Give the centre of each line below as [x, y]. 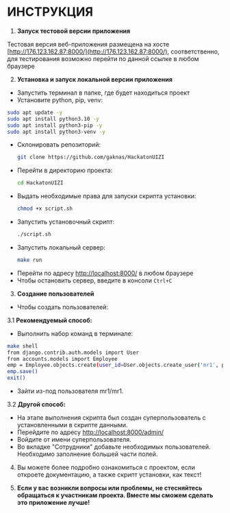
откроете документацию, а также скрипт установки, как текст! [109, 475]
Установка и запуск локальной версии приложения [95, 79]
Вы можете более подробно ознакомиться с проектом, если [106, 468]
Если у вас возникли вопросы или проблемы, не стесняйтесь [110, 488]
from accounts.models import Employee [62, 359]
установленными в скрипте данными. [72, 425]
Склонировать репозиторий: [59, 145]
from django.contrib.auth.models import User [73, 353]
